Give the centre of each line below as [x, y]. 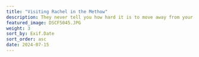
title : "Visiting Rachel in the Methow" [57, 12]
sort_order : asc [26, 39]
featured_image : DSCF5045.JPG [44, 23]
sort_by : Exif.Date [30, 34]
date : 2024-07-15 [28, 45]
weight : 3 [18, 28]
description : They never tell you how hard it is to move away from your [100, 17]
